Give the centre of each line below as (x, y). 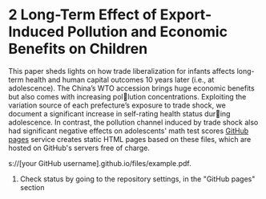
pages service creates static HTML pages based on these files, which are (130, 139)
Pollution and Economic (147, 32)
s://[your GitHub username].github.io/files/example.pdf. (100, 163)
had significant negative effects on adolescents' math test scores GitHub (129, 131)
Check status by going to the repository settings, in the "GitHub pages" (137, 179)
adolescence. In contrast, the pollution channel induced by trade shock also (133, 122)
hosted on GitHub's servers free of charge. (79, 148)
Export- (186, 15)
